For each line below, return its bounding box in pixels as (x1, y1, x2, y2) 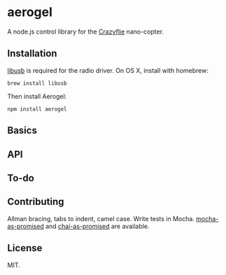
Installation (7, 48, 57, 59)
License (7, 242, 43, 254)
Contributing (7, 196, 64, 208)
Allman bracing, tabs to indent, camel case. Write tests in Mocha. (7, 214, 195, 223)
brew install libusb (7, 80, 68, 87)
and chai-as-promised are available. (45, 222, 150, 230)
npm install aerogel (7, 106, 68, 113)
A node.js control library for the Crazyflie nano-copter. (7, 27, 164, 36)
